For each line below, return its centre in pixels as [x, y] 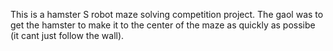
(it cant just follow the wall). [67, 35]
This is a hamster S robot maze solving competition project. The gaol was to [167, 14]
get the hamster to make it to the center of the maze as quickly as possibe [163, 25]
